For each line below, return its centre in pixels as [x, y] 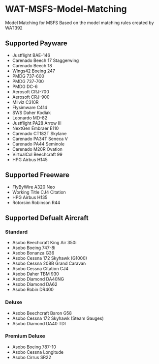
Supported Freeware [37, 175]
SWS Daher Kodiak [31, 112]
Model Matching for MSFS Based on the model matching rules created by [79, 23]
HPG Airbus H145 [30, 159]
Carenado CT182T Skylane [39, 133]
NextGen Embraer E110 [35, 128]
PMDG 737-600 [28, 76]
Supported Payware [36, 43]
